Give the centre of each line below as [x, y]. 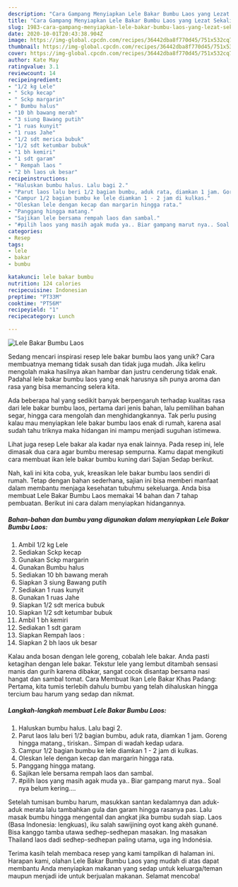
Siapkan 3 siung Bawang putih [63, 582]
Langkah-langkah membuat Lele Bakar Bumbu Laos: [87, 710]
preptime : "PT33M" [35, 297]
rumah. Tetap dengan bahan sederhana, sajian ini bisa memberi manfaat [113, 480]
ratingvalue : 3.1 [34, 67]
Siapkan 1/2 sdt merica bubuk [61, 605]
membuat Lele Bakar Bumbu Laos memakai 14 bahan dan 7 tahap [103, 496]
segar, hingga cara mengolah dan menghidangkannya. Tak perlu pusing [112, 416]
